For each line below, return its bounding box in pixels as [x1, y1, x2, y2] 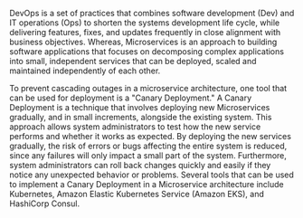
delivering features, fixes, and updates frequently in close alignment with [9, 27, 281, 37]
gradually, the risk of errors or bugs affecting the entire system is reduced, [9, 140, 288, 151]
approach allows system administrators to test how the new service [9, 121, 261, 132]
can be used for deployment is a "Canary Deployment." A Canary [9, 92, 252, 103]
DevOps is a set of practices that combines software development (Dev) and [9, 8, 295, 18]
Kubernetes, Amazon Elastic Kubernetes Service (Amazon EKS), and [9, 189, 264, 199]
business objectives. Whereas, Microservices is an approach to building [9, 36, 278, 47]
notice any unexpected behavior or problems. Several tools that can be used [9, 169, 294, 180]
